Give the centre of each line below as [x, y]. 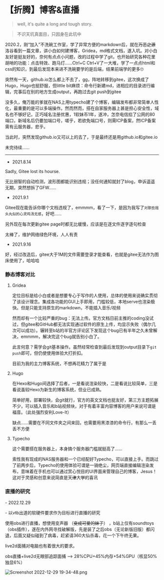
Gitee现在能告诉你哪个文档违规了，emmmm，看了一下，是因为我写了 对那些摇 [82, 207]
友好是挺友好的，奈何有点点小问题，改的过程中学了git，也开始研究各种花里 [80, 56]
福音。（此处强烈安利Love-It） [42, 412]
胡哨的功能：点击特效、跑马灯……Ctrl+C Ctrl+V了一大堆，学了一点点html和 [80, 63]
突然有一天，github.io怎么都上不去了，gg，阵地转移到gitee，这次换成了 [77, 79]
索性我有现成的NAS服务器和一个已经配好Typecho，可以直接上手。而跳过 [85, 459]
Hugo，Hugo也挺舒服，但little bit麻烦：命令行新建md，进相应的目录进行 [78, 85]
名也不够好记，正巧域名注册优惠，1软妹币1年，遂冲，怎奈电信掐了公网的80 [80, 114]
